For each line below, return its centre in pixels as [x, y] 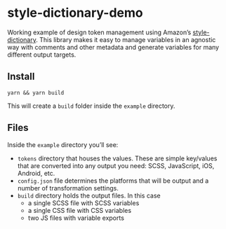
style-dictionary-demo [75, 13]
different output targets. [42, 55]
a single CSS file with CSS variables [80, 210]
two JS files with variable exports [76, 218]
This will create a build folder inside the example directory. [91, 106]
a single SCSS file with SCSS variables [84, 203]
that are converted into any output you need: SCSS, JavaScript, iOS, [116, 165]
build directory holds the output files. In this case [89, 195]
